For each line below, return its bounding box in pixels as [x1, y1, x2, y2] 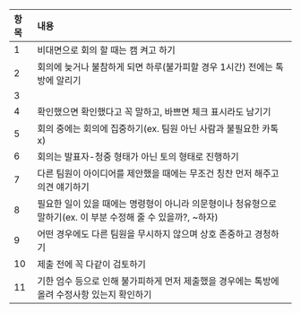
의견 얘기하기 [37, 181, 90, 193]
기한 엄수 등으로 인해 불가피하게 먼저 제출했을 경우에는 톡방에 [37, 275, 279, 287]
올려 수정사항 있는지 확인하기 [37, 289, 152, 300]
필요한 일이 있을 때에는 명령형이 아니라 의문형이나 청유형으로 [37, 197, 278, 210]
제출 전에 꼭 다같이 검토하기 [37, 258, 146, 270]
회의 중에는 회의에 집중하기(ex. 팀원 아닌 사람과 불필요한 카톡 [37, 123, 279, 135]
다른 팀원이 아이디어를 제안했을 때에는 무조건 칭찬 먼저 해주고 [37, 168, 279, 179]
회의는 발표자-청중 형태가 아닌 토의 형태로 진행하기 [37, 151, 239, 162]
